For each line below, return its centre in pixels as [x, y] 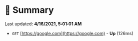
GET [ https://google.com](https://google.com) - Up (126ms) [72, 33]
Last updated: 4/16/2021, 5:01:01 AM [43, 24]
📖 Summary [29, 10]
